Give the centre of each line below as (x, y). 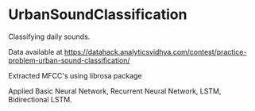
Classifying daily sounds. (49, 36)
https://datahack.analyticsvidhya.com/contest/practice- (155, 52)
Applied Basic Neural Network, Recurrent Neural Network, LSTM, (115, 91)
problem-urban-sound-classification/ (69, 60)
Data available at (35, 52)
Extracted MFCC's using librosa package (75, 75)
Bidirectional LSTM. (41, 99)
